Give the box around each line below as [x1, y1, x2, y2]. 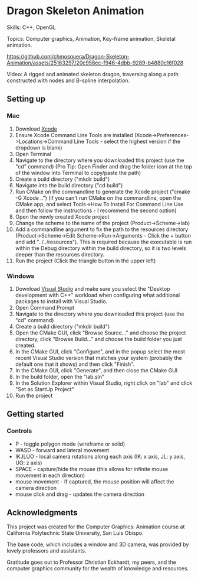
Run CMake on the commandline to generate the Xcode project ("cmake [15, 188, 190, 195]
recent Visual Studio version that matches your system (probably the [15, 354, 182, 361]
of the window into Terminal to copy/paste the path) [15, 169, 141, 176]
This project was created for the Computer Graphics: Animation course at [6, 523, 185, 530]
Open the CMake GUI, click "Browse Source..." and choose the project [15, 329, 186, 336]
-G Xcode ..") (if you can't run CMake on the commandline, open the [15, 194, 181, 202]
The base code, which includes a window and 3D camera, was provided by [6, 541, 189, 548]
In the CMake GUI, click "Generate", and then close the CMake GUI [15, 366, 178, 374]
